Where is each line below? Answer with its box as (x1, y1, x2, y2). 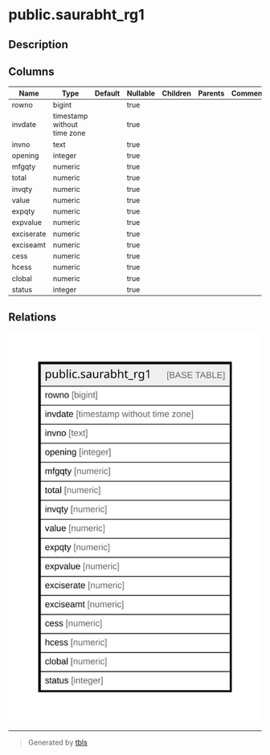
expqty (11, 206, 35, 216)
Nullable (126, 88, 155, 98)
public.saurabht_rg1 (8, 6, 145, 24)
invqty (11, 184, 33, 194)
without (52, 120, 78, 129)
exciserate (11, 229, 47, 239)
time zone (52, 129, 86, 138)
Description (8, 38, 68, 51)
